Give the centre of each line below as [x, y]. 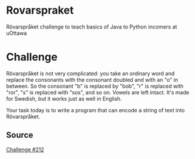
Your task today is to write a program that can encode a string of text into [95, 110]
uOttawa [17, 33]
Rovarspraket [40, 10]
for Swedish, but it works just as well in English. [64, 98]
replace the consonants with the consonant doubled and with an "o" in [92, 79]
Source [20, 135]
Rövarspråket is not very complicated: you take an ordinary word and [90, 73]
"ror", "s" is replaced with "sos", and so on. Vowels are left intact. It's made [98, 92]
